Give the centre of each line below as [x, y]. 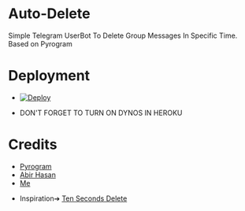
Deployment [49, 76]
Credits [33, 144]
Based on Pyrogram [40, 43]
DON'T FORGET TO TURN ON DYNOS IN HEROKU [101, 113]
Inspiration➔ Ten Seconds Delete [73, 198]
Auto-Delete [49, 14]
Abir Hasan [38, 175]
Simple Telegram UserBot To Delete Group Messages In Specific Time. [123, 35]
